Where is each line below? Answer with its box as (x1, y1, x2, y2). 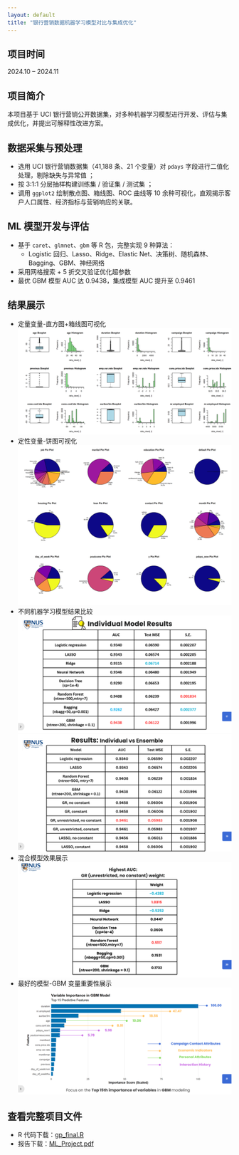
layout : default (7, 11, 55, 19)
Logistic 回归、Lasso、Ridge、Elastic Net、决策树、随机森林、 (28, 249, 213, 258)
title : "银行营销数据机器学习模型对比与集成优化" (7, 19, 137, 26)
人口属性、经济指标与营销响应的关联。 (23, 197, 137, 206)
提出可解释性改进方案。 (38, 119, 107, 127)
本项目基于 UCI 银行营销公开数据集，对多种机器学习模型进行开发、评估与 (7, 110, 222, 119)
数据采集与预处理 (7, 142, 83, 154)
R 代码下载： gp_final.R (17, 1131, 84, 1139)
